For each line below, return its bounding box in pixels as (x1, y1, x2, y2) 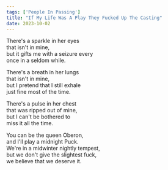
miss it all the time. (6, 120, 54, 127)
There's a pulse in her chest (6, 100, 77, 107)
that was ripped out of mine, (6, 107, 78, 114)
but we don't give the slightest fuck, (6, 151, 97, 158)
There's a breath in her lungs (6, 69, 79, 76)
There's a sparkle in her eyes (6, 37, 79, 45)
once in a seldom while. (6, 56, 66, 64)
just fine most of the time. (6, 88, 71, 96)
